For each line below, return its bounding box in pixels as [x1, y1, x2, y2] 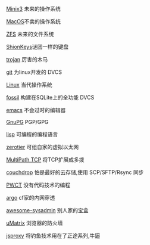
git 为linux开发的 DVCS [6, 69, 62, 76]
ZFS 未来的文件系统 [6, 30, 54, 38]
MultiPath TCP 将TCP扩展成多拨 [6, 156, 85, 163]
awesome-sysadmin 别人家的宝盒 [6, 207, 89, 213]
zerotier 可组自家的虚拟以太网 [6, 144, 79, 150]
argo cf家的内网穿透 [6, 194, 55, 201]
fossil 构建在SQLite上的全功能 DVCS [6, 94, 95, 101]
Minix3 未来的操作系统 [6, 5, 61, 12]
